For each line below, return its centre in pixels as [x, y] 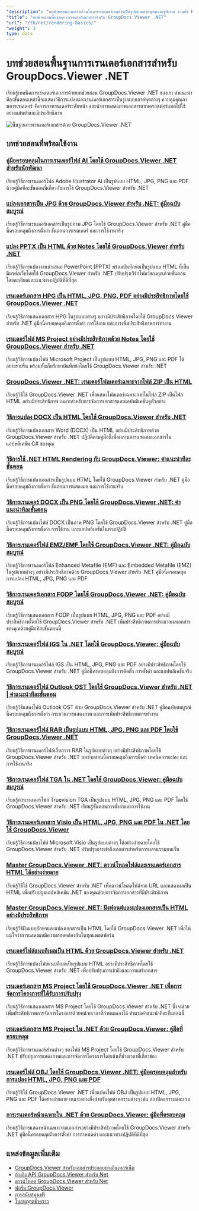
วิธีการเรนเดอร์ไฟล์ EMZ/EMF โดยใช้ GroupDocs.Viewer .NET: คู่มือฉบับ [98, 545]
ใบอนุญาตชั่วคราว [32, 1201]
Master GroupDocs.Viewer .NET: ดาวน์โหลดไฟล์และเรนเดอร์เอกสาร [94, 865]
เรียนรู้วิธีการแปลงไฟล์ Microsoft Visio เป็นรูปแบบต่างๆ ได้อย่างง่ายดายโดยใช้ [83, 843]
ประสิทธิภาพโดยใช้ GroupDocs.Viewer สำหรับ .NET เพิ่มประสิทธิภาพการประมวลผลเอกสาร [98, 622]
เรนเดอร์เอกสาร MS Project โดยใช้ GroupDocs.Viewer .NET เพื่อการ [94, 986]
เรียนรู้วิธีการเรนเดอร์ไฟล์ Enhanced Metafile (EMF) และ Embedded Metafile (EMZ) [99, 565]
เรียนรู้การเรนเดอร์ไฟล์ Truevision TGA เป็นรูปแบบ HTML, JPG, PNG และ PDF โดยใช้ [97, 799]
